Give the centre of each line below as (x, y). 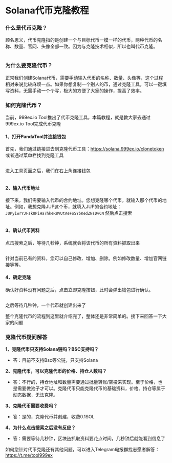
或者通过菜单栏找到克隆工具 (35, 155)
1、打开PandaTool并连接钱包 (36, 136)
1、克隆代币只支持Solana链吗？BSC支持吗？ (52, 349)
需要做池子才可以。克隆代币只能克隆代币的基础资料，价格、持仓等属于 (91, 388)
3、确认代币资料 (23, 230)
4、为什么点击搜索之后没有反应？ (40, 428)
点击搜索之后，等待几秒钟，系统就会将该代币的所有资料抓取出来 (72, 243)
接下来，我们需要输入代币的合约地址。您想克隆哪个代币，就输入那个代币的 (84, 200)
